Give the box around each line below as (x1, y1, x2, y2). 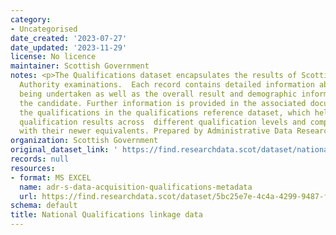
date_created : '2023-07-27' (10, 33, 128, 43)
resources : (10, 163, 56, 173)
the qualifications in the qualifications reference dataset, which (19, 107, 311, 118)
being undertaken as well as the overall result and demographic (19, 89, 298, 99)
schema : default (10, 201, 78, 211)
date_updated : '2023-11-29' (10, 42, 128, 53)
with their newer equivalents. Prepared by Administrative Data (19, 126, 293, 136)
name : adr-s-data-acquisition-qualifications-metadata (19, 182, 253, 192)
